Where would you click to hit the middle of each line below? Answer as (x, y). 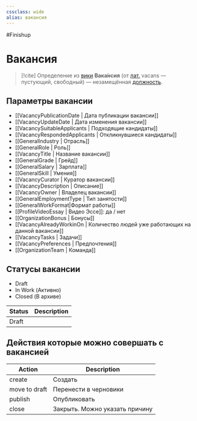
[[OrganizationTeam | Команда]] (55, 250)
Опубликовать (74, 399)
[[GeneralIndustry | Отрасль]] (52, 141)
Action (28, 369)
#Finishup (19, 34)
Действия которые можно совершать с (85, 343)
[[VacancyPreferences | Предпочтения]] (66, 244)
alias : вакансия (27, 17)
